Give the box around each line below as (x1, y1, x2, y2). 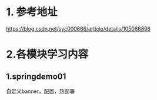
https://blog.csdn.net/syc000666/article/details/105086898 (6, 25, 151, 32)
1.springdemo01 (6, 71, 66, 81)
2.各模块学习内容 (6, 48, 88, 61)
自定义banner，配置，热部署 (6, 88, 75, 95)
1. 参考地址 (6, 5, 58, 19)
